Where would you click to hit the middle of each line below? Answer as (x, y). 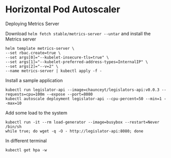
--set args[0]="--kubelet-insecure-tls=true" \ (57, 57)
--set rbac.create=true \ (33, 53)
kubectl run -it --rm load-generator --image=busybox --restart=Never (82, 122)
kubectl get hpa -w (26, 150)
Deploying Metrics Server (32, 24)
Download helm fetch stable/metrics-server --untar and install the (78, 33)
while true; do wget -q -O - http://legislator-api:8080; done (74, 131)
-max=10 (14, 103)
